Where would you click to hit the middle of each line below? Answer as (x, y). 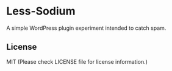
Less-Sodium (41, 11)
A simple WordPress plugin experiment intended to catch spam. (86, 28)
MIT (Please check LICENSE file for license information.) (77, 61)
